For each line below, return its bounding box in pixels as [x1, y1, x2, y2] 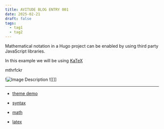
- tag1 [9, 25, 23, 30]
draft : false [5, 16, 32, 21]
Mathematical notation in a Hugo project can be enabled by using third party [5, 43, 159, 49]
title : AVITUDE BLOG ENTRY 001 [5, 7, 69, 12]
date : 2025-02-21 [5, 12, 41, 17]
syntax [12, 100, 26, 106]
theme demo [12, 91, 38, 96]
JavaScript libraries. [5, 48, 45, 54]
